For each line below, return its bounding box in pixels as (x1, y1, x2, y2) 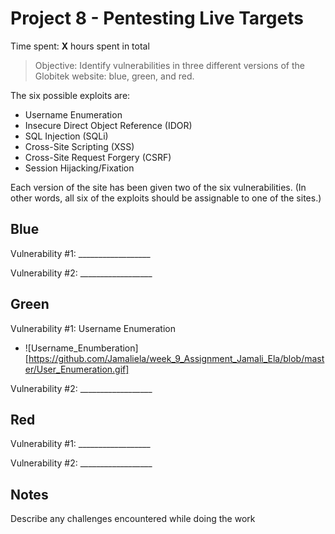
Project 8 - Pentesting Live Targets (10, 7, 304, 30)
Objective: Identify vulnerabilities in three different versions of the (34, 59, 305, 71)
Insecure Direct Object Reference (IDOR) (24, 119, 193, 131)
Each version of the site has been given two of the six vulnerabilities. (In (10, 181, 307, 193)
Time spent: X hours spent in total (10, 40, 150, 52)
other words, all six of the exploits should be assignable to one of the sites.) (10, 192, 322, 204)
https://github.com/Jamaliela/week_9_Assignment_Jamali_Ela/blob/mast (28, 352, 325, 364)
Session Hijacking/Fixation (24, 162, 135, 174)
